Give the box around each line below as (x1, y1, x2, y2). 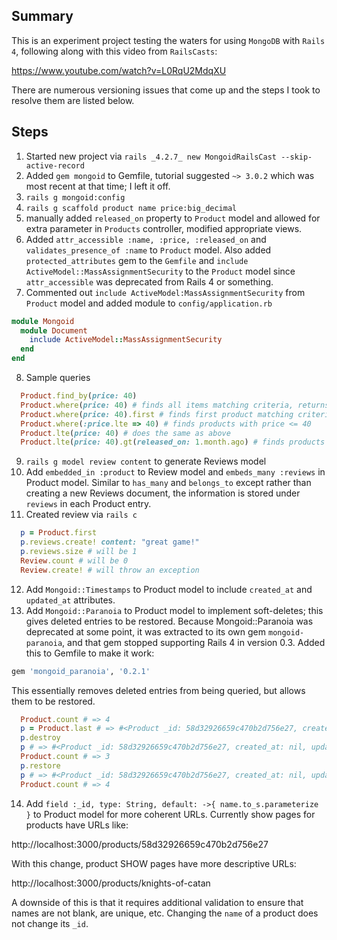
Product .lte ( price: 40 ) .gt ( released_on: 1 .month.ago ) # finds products (20, 437, 326, 448)
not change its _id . (11, 917, 89, 929)
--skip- (280, 152, 313, 162)
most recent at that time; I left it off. (25, 180, 171, 192)
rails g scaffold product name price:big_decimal (25, 203, 238, 213)
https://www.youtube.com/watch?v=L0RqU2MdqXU (11, 64, 227, 76)
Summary (11, 8, 74, 25)
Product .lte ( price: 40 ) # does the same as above (20, 428, 231, 438)
